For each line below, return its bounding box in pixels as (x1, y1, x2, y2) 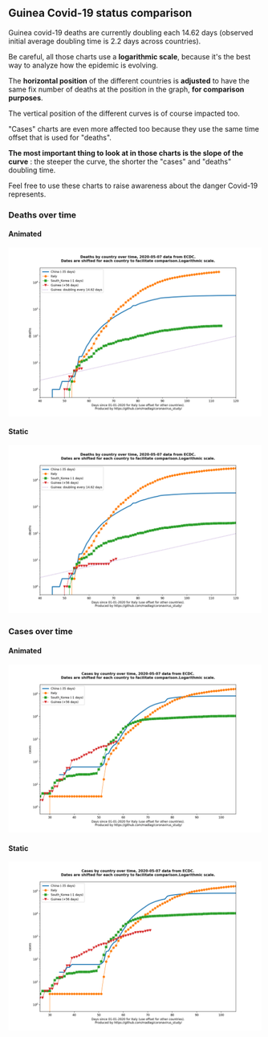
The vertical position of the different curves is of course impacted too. (8, 108, 241, 118)
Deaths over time (8, 209, 77, 220)
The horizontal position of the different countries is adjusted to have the (8, 75, 250, 85)
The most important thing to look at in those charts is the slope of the (8, 148, 244, 157)
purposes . (8, 92, 43, 103)
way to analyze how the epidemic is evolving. (8, 60, 159, 70)
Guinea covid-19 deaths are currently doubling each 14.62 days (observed (8, 27, 254, 37)
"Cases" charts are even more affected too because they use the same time (8, 124, 259, 133)
